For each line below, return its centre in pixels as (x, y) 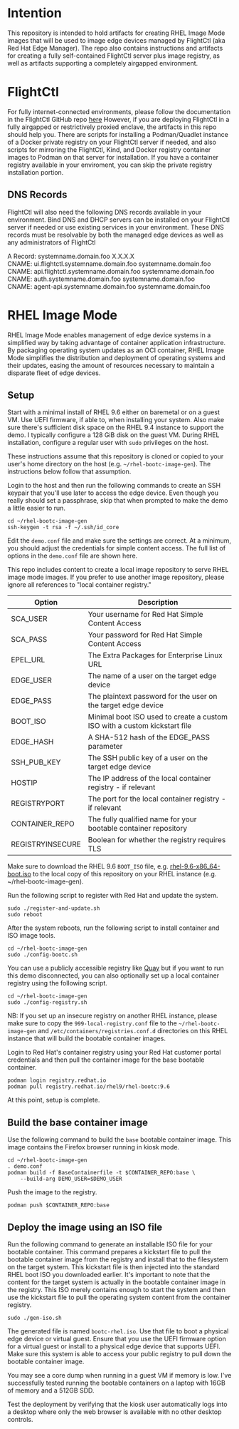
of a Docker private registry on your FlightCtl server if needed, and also (112, 142)
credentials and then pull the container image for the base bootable (106, 1060)
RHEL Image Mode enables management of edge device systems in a (109, 335)
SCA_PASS (29, 640)
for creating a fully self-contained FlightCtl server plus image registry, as (114, 56)
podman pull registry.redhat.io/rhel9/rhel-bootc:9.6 (89, 1087)
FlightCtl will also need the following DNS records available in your (105, 212)
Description (158, 603)
